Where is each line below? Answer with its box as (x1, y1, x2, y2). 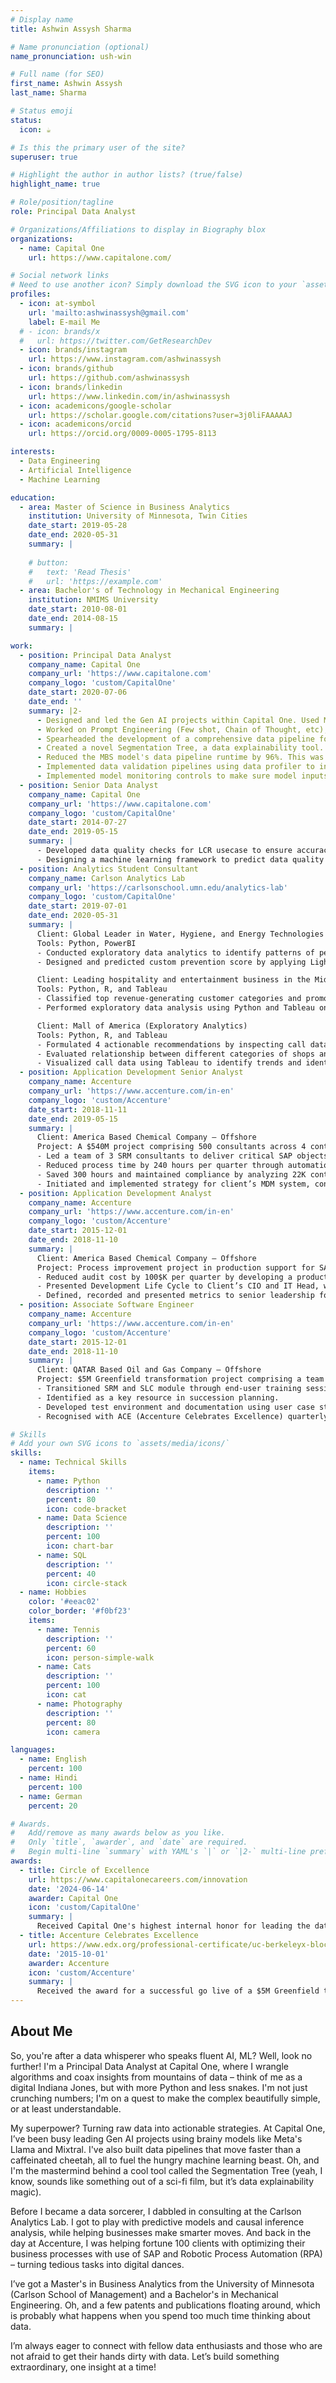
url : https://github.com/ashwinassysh (28, 373, 190, 383)
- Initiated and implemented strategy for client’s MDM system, (36, 1179, 311, 1189)
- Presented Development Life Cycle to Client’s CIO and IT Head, (36, 1281, 320, 1291)
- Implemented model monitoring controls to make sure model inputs (36, 771, 329, 781)
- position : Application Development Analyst (19, 1188, 213, 1198)
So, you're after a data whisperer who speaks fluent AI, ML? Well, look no (10, 2049, 313, 2061)
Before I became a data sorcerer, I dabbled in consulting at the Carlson (10, 2205, 302, 2217)
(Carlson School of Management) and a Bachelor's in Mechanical (10, 2288, 279, 2300)
